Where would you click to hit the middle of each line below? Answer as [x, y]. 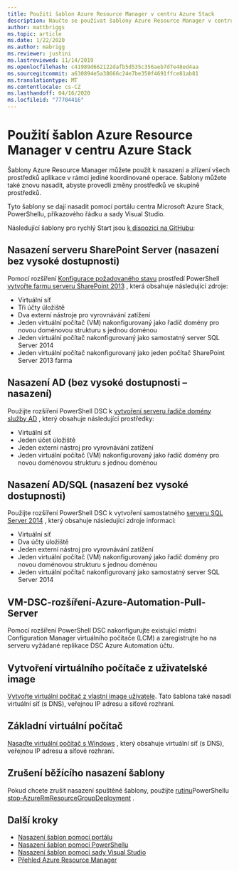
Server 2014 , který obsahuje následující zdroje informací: [92, 521]
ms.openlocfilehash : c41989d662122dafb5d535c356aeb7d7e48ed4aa [103, 67]
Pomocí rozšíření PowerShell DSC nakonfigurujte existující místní [102, 630]
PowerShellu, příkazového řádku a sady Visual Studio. [86, 213]
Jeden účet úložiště [47, 440]
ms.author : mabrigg [36, 47]
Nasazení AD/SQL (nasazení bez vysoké [98, 485]
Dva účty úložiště [43, 542]
